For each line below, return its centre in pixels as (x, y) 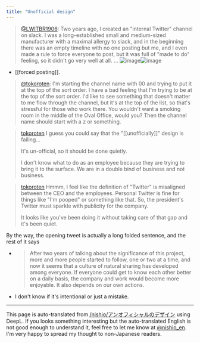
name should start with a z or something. (71, 121)
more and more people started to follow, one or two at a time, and (110, 259)
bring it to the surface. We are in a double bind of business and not (103, 169)
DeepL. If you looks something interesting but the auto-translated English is (99, 321)
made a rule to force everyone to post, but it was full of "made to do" (105, 54)
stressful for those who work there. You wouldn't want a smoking (101, 109)
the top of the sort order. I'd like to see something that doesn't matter (105, 96)
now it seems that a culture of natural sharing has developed (104, 265)
